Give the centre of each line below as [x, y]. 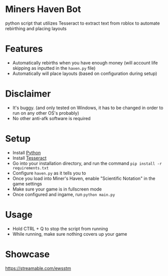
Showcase [28, 254]
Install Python [27, 152]
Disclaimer [28, 94]
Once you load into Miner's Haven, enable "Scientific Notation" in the [84, 178]
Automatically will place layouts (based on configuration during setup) [85, 73]
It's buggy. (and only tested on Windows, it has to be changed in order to [88, 108]
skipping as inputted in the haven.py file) [54, 68]
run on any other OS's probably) [46, 113]
